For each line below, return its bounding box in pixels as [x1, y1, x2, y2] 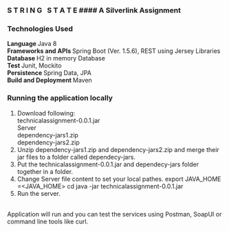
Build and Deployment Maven [7, 76, 93, 85]
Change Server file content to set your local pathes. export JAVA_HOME [17, 175, 221, 183]
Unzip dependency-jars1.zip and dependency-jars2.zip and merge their [17, 145, 220, 153]
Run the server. [17, 189, 61, 197]
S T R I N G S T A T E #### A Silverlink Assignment [7, 5, 181, 15]
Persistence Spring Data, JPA [7, 69, 91, 77]
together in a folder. [17, 167, 74, 175]
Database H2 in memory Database [7, 54, 105, 63]
